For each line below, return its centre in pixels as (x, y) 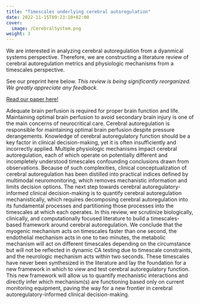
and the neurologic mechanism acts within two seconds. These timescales (98, 256)
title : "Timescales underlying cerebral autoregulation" (79, 12)
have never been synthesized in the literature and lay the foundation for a (96, 263)
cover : (14, 23)
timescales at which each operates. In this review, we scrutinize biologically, (100, 212)
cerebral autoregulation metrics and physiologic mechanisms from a (90, 64)
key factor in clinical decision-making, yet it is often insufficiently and (91, 142)
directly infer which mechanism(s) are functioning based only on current (95, 282)
